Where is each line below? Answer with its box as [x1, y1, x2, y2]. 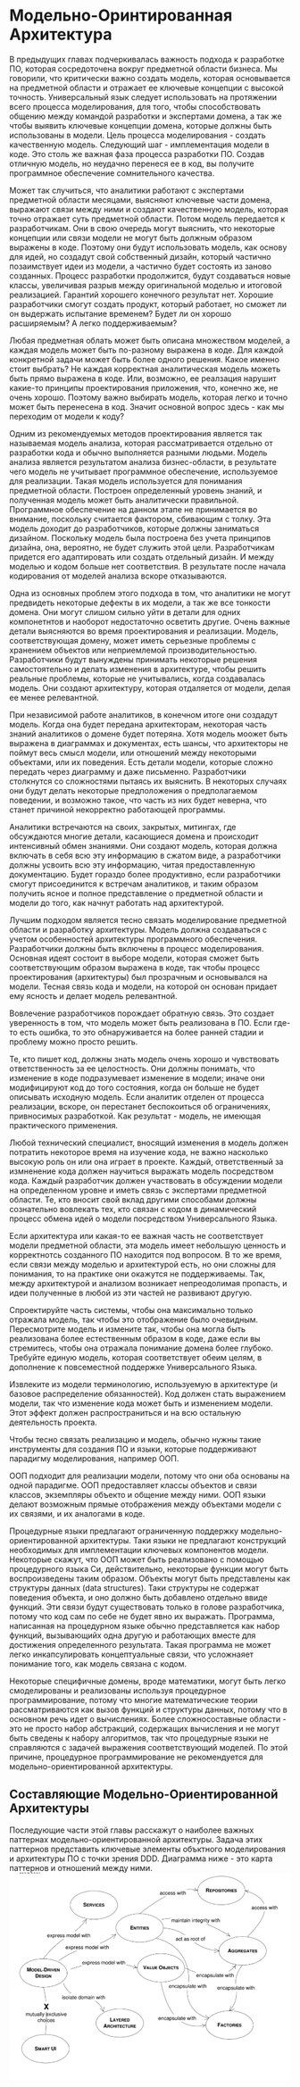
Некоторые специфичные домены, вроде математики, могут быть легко [9, 1675, 287, 1686]
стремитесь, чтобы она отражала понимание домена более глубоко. [9, 1343, 274, 1353]
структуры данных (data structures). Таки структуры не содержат [9, 1582, 260, 1593]
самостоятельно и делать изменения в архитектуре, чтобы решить [9, 663, 267, 674]
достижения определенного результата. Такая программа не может [9, 1639, 271, 1650]
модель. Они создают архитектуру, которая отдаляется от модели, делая [9, 682, 291, 693]
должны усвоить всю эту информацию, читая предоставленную [9, 859, 256, 870]
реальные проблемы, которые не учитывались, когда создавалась [9, 673, 266, 684]
